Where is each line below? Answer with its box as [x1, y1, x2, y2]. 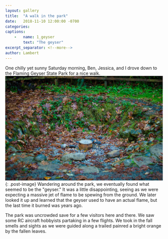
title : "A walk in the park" [5, 13, 68, 19]
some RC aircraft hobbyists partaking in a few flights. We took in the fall [5, 217, 152, 223]
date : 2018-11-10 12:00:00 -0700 [5, 19, 79, 24]
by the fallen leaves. [5, 228, 46, 234]
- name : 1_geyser [14, 35, 55, 40]
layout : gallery [5, 8, 39, 13]
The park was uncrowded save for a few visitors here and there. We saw [5, 212, 154, 218]
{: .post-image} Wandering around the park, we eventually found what [5, 181, 149, 187]
